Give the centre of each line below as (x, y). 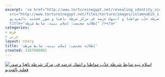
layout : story (20, 41)
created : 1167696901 (26, 50)
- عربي (12, 37)
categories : (17, 28)
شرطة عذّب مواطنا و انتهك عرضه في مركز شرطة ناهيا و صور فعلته (94, 19)
